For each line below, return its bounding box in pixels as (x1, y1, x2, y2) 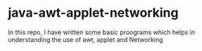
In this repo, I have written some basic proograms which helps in (8, 28, 196, 36)
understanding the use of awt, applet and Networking (8, 35, 163, 43)
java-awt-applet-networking (8, 5, 179, 21)
